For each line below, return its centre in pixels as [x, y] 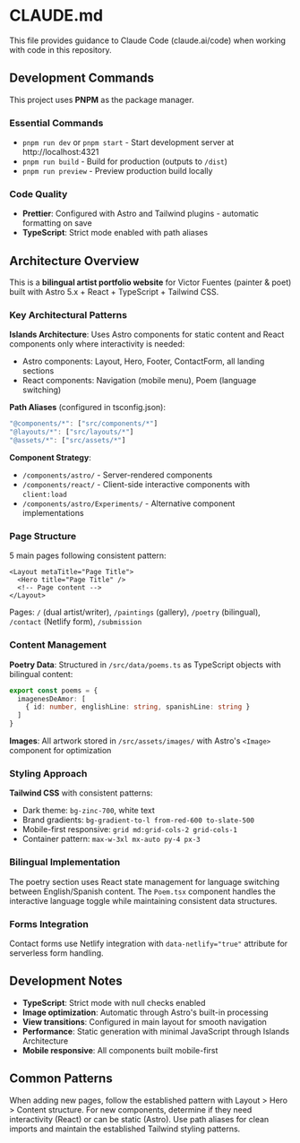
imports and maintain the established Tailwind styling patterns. [125, 1129]
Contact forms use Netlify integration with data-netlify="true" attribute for [149, 943]
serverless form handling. [57, 953]
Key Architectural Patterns [69, 315]
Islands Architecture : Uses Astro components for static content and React [147, 335]
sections [38, 371]
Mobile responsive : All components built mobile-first [120, 1050]
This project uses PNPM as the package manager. [102, 99]
